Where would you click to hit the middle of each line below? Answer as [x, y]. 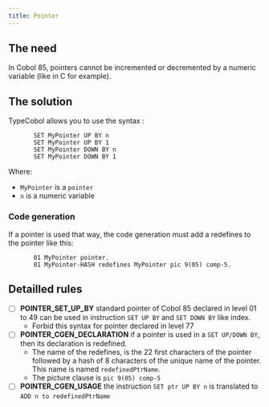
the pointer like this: [41, 243]
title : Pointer [34, 16]
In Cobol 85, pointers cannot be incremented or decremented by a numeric [132, 68]
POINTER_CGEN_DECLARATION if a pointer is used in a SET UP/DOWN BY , [140, 335]
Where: [20, 172]
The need [33, 49]
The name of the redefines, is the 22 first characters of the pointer [142, 352]
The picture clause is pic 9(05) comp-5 [96, 378]
